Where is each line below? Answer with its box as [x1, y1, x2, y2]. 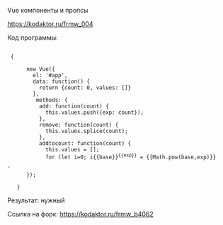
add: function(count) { [38, 103, 110, 110]
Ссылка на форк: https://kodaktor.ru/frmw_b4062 [7, 209, 154, 218]
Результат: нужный [7, 196, 65, 204]
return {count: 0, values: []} [38, 84, 132, 91]
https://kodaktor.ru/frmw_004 [7, 20, 93, 28]
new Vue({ [25, 66, 55, 73]
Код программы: [7, 33, 58, 42]
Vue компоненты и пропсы [7, 6, 88, 14]
